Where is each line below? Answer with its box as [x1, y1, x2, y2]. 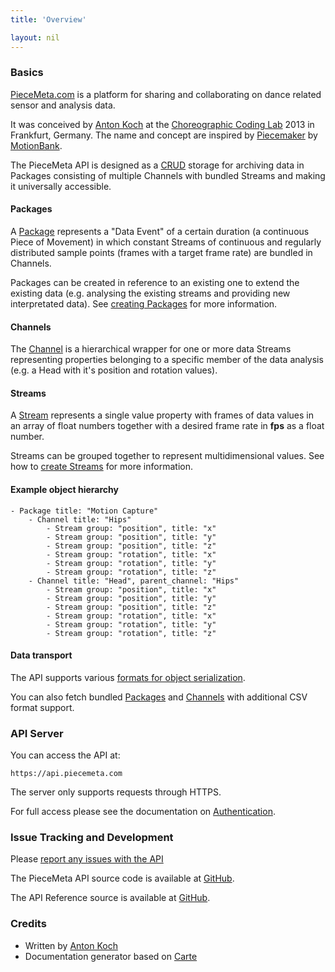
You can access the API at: [10, 749, 121, 761]
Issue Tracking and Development [10, 831, 174, 845]
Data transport [10, 649, 73, 661]
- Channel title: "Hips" [28, 514, 132, 525]
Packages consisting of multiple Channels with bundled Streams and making [10, 169, 326, 181]
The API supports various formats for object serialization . [10, 671, 246, 683]
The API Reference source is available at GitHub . [10, 892, 211, 904]
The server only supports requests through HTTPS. [10, 786, 222, 798]
